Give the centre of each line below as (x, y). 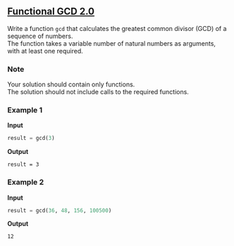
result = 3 (23, 164)
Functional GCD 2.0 (51, 12)
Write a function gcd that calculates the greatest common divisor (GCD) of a (117, 28)
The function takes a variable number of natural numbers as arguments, (112, 43)
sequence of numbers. (40, 36)
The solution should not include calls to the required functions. (98, 92)
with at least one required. (45, 51)
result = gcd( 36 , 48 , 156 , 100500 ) (60, 210)
